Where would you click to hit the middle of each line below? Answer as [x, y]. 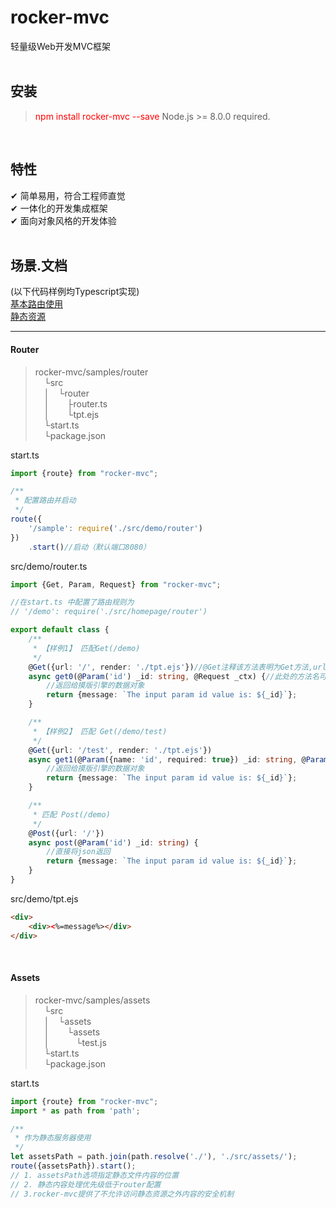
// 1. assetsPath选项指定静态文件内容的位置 [95, 1175]
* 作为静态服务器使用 [53, 1138]
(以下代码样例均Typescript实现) [75, 292]
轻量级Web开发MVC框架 [60, 46]
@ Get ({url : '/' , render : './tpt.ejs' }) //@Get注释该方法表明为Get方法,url [177, 667]
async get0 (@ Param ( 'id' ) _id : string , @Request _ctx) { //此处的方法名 [174, 676]
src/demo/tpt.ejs [44, 898]
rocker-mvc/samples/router [91, 372]
